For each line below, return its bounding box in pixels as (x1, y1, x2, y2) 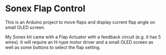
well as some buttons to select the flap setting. (5, 44, 101, 50)
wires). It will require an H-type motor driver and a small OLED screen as (5, 39, 154, 45)
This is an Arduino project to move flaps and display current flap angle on (5, 19, 156, 25)
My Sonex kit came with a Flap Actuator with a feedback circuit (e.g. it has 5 (5, 34, 161, 40)
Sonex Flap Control (5, 3, 85, 14)
